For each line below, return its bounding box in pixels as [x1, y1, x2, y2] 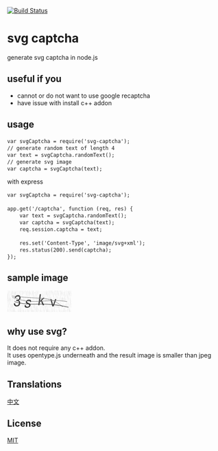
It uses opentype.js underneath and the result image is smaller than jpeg [7, 351, 212, 360]
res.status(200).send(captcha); [19, 246, 112, 254]
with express [7, 177, 43, 186]
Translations [7, 378, 62, 390]
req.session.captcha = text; [19, 225, 103, 233]
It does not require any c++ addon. [7, 344, 106, 352]
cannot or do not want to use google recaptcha [16, 91, 151, 100]
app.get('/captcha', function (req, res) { [7, 205, 134, 212]
